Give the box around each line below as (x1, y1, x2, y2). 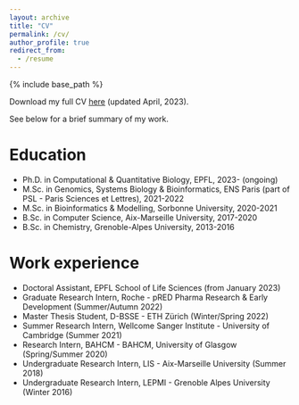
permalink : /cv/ (9, 29, 70, 38)
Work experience (9, 253, 140, 273)
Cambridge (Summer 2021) (21, 329, 122, 340)
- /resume (17, 54, 54, 63)
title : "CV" (9, 21, 54, 30)
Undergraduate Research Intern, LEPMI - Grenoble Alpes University (21, 376, 270, 388)
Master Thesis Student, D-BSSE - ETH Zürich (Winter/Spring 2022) (21, 310, 270, 321)
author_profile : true (9, 37, 90, 47)
